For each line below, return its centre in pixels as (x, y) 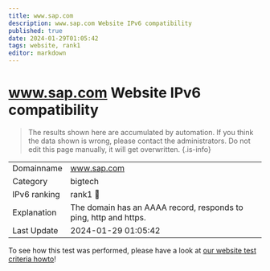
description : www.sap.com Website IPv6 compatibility (100, 23)
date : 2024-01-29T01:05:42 (53, 38)
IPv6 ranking (36, 194)
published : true (35, 31)
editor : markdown (37, 53)
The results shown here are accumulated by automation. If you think (141, 132)
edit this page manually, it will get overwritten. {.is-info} (119, 149)
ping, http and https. (108, 217)
